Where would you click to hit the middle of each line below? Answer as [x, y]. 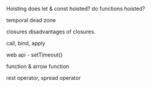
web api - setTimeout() [34, 55]
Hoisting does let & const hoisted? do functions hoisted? [76, 9]
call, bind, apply [26, 43]
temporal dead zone [31, 20]
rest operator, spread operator [43, 78]
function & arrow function [38, 66]
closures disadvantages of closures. [51, 32]
